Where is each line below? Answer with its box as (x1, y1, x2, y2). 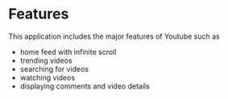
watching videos (19, 72, 75, 82)
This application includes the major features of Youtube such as (8, 31, 220, 41)
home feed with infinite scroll (19, 47, 117, 56)
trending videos (19, 56, 73, 65)
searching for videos (19, 64, 89, 73)
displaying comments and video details (19, 81, 151, 91)
